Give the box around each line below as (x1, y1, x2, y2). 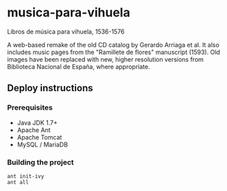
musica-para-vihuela (7, 5, 130, 21)
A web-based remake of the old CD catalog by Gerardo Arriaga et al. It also (7, 40, 219, 49)
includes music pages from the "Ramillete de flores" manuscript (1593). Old (7, 48, 221, 56)
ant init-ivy (7, 173, 45, 179)
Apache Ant (16, 125, 51, 134)
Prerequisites (7, 103, 53, 112)
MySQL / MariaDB (16, 140, 69, 149)
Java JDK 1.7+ (16, 118, 58, 127)
